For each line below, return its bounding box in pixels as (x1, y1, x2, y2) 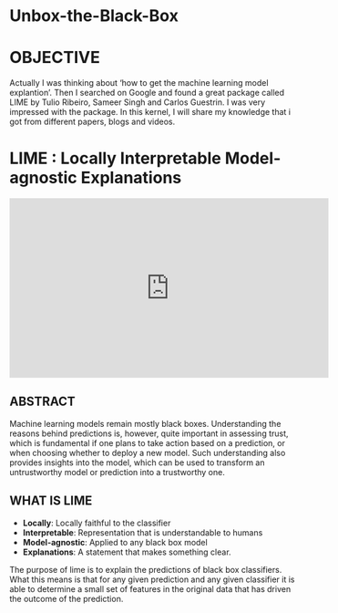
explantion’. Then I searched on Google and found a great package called (9, 88, 285, 99)
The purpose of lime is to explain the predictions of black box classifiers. (9, 564, 282, 575)
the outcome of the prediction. (9, 593, 124, 604)
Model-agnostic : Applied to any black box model (22, 536, 208, 547)
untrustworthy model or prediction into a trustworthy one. (9, 466, 225, 477)
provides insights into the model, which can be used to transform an (9, 457, 265, 468)
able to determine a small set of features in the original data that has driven (9, 583, 292, 594)
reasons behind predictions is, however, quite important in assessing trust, (9, 428, 289, 439)
